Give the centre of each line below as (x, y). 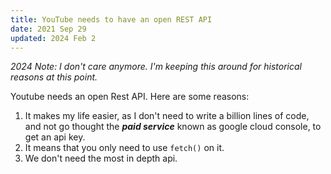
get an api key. (55, 137)
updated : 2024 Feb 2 (53, 38)
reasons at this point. (54, 77)
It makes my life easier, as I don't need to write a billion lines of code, (167, 116)
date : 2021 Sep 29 (48, 29)
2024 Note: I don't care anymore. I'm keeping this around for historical (156, 67)
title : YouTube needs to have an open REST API (111, 19)
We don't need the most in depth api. (101, 158)
